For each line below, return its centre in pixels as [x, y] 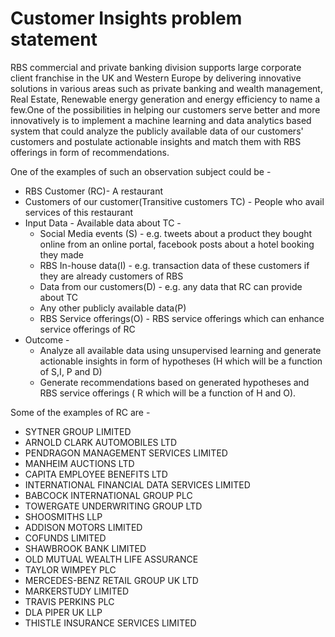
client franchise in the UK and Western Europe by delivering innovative [156, 78]
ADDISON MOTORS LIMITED [83, 527]
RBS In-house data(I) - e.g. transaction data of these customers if [174, 265]
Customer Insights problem [126, 18]
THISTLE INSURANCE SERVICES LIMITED [110, 623]
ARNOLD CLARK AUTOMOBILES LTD [101, 442]
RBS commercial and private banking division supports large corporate [156, 67]
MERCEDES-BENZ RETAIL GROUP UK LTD [111, 580]
